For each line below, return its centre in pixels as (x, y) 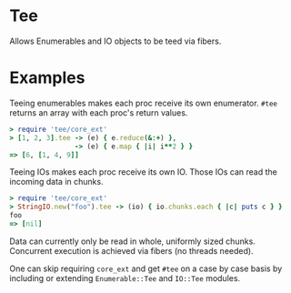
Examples (47, 78)
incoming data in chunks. (56, 182)
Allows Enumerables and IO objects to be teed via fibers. (115, 41)
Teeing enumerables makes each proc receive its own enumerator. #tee (144, 103)
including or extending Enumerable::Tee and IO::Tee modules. (125, 278)
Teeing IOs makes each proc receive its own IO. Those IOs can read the (143, 172)
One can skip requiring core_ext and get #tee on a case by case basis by (146, 268)
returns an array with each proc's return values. (99, 112)
